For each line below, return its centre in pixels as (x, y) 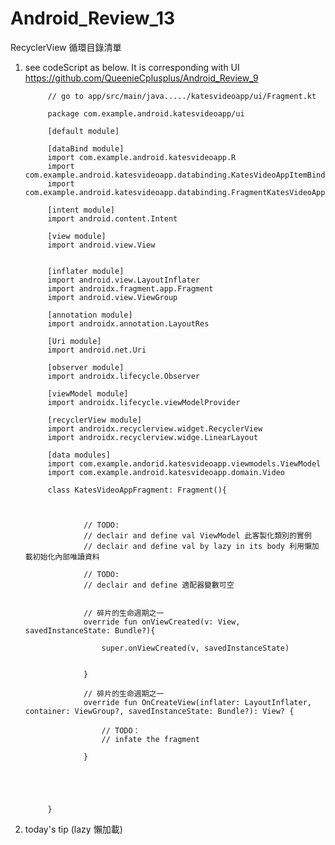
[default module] (83, 131)
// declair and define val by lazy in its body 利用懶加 (201, 546)
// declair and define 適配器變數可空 (159, 585)
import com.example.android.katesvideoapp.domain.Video (166, 472)
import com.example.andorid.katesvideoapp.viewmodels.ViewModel (184, 463)
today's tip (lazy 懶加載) (73, 829)
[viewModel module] (88, 393)
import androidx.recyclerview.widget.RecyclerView (155, 428)
